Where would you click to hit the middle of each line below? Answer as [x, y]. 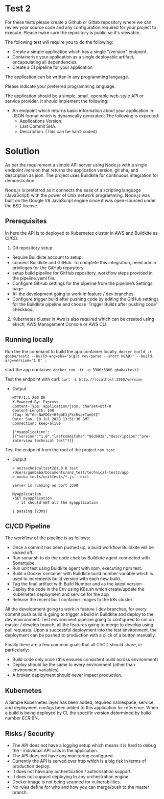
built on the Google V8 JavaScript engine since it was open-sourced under [81, 200]
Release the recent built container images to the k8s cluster [72, 600]
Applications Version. [41, 121]
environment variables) [35, 670]
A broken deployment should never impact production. [67, 675]
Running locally [29, 340]
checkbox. [23, 309]
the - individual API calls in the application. [55, 750]
